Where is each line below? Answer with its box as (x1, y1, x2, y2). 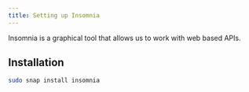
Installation (8, 56, 64, 69)
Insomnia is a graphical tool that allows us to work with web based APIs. (8, 33, 241, 42)
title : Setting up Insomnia (8, 11, 101, 20)
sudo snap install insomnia (8, 76, 101, 85)
